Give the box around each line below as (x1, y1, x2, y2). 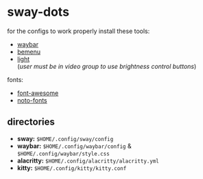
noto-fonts (16, 96, 48, 104)
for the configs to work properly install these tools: (7, 27, 150, 35)
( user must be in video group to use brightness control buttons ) (16, 62, 197, 70)
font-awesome (16, 89, 59, 97)
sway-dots (7, 4, 70, 20)
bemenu (16, 48, 41, 56)
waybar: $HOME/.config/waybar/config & (16, 142, 132, 150)
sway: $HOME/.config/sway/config (16, 134, 114, 143)
